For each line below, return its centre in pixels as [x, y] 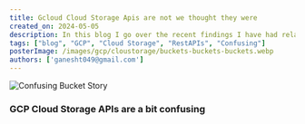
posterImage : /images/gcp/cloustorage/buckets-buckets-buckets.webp [142, 52]
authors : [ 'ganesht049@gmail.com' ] [77, 60]
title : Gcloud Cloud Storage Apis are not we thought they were [133, 18]
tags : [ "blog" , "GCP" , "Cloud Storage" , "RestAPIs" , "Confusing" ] [138, 43]
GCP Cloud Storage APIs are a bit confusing [108, 109]
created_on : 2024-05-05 [54, 26]
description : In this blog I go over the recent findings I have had [144, 34]
